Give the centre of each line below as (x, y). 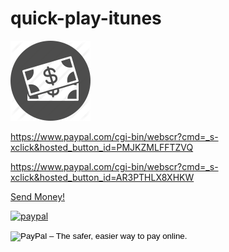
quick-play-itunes (86, 18)
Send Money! (38, 196)
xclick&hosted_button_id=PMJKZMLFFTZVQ (102, 147)
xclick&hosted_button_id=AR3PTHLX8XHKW (102, 177)
